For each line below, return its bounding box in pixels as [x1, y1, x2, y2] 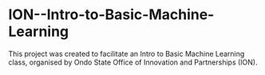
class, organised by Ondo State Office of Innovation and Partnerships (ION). [8, 57, 258, 67]
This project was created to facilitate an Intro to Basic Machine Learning [8, 49, 245, 58]
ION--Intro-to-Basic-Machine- [8, 6, 215, 24]
